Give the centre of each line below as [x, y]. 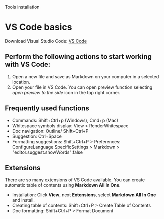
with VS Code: [28, 65]
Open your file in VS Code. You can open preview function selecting [82, 87]
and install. [23, 200]
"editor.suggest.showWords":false [48, 152]
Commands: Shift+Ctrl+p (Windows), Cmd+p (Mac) [65, 120]
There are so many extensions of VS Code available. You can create [75, 180]
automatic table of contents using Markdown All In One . [63, 185]
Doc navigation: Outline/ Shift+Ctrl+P [50, 131]
